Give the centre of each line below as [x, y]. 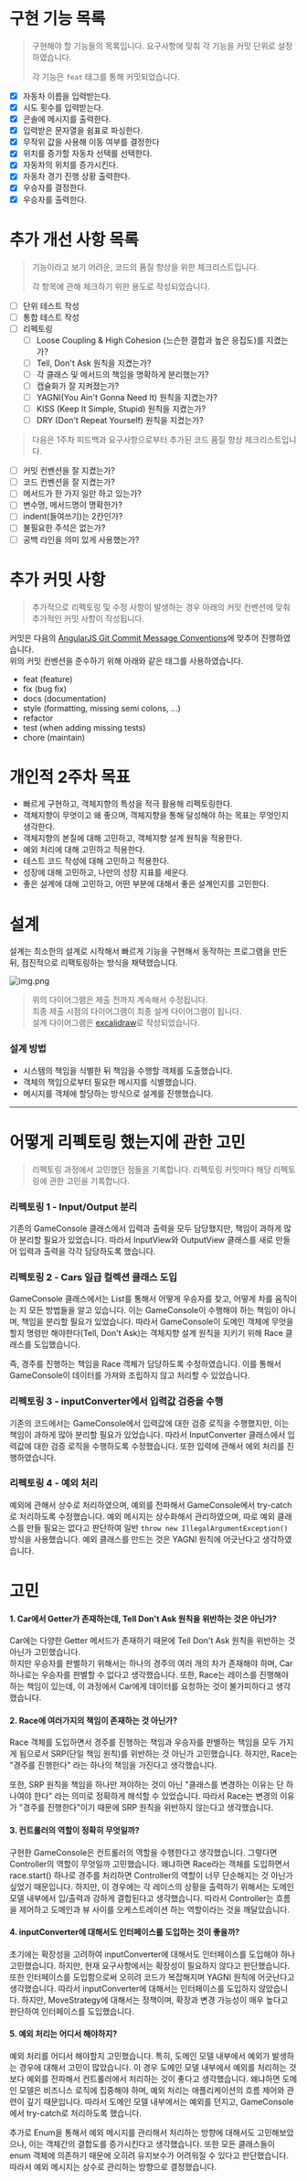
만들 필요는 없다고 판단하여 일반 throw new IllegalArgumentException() [157, 1527]
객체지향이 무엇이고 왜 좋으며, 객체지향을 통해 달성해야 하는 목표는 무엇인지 [156, 816]
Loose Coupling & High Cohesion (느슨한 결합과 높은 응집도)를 [150, 340]
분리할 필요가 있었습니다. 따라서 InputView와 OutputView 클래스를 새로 [146, 1239]
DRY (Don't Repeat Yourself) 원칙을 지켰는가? [120, 421]
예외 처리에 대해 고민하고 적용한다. [84, 850]
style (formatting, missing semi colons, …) [101, 708]
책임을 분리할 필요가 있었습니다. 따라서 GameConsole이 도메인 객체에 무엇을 [158, 1321]
